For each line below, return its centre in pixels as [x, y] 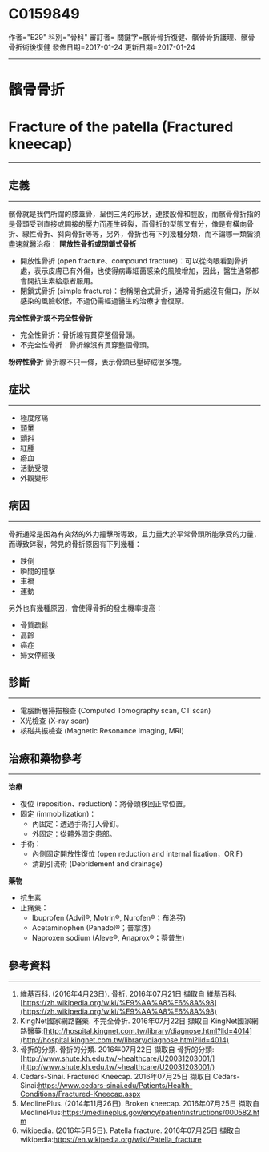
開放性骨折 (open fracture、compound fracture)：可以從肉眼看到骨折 [134, 260]
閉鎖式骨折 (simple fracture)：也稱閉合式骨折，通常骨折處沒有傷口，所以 [140, 291]
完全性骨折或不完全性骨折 [50, 318]
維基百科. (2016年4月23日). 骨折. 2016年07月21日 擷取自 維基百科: [128, 993]
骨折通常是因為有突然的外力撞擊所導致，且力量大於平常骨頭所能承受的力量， [134, 534]
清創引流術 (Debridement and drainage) [97, 864]
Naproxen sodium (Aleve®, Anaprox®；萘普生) [108, 938]
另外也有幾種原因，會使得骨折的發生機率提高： [85, 608]
